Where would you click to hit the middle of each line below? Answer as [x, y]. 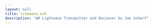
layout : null [18, 9]
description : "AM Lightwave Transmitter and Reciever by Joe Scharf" [77, 18]
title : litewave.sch [26, 14]
